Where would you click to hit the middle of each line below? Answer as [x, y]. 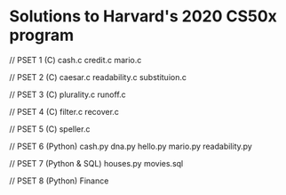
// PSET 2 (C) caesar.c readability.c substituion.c [98, 77]
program [42, 35]
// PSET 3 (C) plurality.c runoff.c [68, 94]
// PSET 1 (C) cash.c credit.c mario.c [75, 60]
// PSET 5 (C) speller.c [50, 129]
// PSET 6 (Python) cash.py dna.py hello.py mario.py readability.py [131, 146]
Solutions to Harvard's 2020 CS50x [143, 16]
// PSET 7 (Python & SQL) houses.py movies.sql [96, 163]
